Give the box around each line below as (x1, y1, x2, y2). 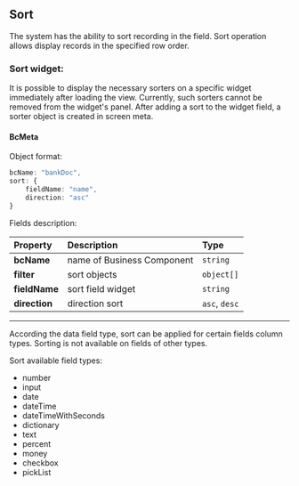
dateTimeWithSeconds (21, 409, 105, 421)
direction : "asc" (25, 193, 90, 202)
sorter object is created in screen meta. (9, 111, 154, 122)
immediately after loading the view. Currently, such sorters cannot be (9, 93, 263, 103)
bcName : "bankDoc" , (9, 168, 82, 177)
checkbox (21, 458, 60, 468)
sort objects (67, 268, 117, 280)
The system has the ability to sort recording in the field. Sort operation (9, 30, 267, 41)
